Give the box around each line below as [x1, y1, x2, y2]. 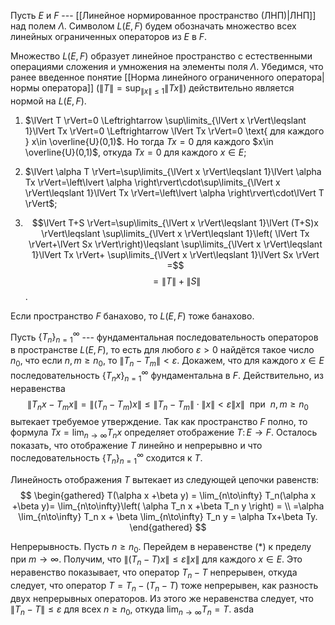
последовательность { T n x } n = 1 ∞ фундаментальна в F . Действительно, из [10, 368, 324, 384]
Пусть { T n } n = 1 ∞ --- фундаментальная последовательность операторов [10, 329, 319, 345]
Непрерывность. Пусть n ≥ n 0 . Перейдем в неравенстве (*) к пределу [10, 540, 312, 555]
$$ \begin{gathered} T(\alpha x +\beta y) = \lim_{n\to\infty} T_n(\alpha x [19, 489, 317, 501]
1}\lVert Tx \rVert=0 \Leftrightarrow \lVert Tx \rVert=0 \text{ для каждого [24, 125, 325, 137]
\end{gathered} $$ [129, 521, 207, 533]
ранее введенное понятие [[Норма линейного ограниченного [10, 71, 275, 83]
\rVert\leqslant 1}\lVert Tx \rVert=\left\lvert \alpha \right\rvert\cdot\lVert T [24, 186, 325, 199]
